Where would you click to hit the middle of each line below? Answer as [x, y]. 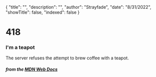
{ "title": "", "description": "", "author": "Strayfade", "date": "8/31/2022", [78, 7]
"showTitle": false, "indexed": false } [43, 12]
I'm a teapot [20, 48]
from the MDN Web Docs [32, 69]
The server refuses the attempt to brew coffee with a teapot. [67, 58]
